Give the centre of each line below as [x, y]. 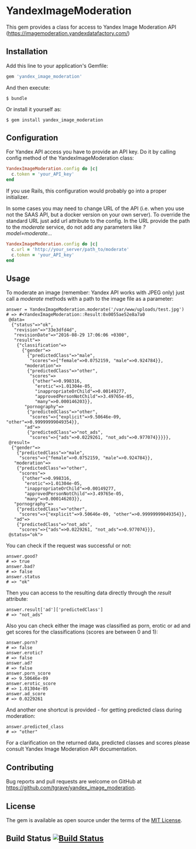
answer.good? [22, 556]
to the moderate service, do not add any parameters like [74, 227]
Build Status [29, 839]
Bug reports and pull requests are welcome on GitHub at [74, 782]
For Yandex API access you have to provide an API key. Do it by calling [91, 152]
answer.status [23, 577]
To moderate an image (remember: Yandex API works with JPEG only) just [95, 293]
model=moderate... [29, 233]
